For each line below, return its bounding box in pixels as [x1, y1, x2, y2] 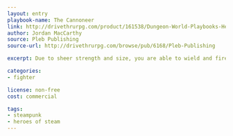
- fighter [7, 74, 36, 80]
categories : [7, 67, 42, 74]
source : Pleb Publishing [7, 36, 79, 43]
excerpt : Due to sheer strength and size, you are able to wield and [7, 55, 213, 62]
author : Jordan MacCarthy [7, 29, 82, 37]
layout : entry [7, 10, 49, 17]
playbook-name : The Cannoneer [7, 17, 95, 24]
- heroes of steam [7, 119, 60, 126]
